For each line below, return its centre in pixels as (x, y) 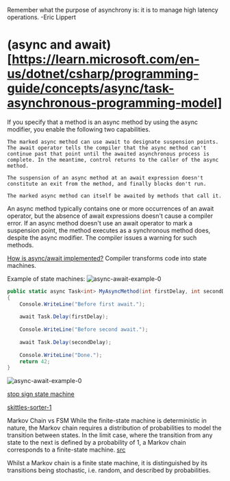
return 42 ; (35, 361)
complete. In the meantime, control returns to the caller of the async (113, 160)
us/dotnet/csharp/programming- (103, 74)
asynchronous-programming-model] (115, 103)
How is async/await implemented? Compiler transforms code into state (107, 258)
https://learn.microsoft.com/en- (106, 59)
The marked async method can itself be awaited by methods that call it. (115, 196)
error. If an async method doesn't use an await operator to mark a (100, 223)
